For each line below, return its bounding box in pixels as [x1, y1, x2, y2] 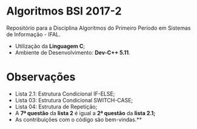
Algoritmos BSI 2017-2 [6, 4, 122, 18]
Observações [6, 70, 76, 84]
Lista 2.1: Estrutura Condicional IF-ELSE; [15, 90, 115, 98]
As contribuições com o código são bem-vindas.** [15, 116, 142, 123]
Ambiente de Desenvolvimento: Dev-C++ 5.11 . [15, 48, 130, 56]
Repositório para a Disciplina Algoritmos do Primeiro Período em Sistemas [6, 24, 191, 31]
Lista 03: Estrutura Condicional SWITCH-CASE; [15, 96, 133, 104]
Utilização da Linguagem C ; [15, 42, 85, 50]
